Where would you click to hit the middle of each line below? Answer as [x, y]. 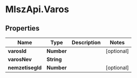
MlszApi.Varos [37, 9]
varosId [17, 51]
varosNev [20, 59]
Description [86, 43]
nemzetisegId [25, 68]
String [54, 59]
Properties [22, 28]
